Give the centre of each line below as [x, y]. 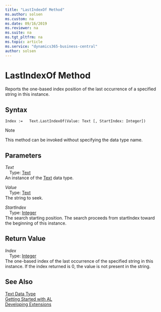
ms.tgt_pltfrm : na [24, 38]
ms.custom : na [20, 19]
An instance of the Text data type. [39, 178]
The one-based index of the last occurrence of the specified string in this [79, 261]
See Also [19, 282]
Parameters [23, 155]
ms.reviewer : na [22, 28]
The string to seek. [24, 198]
